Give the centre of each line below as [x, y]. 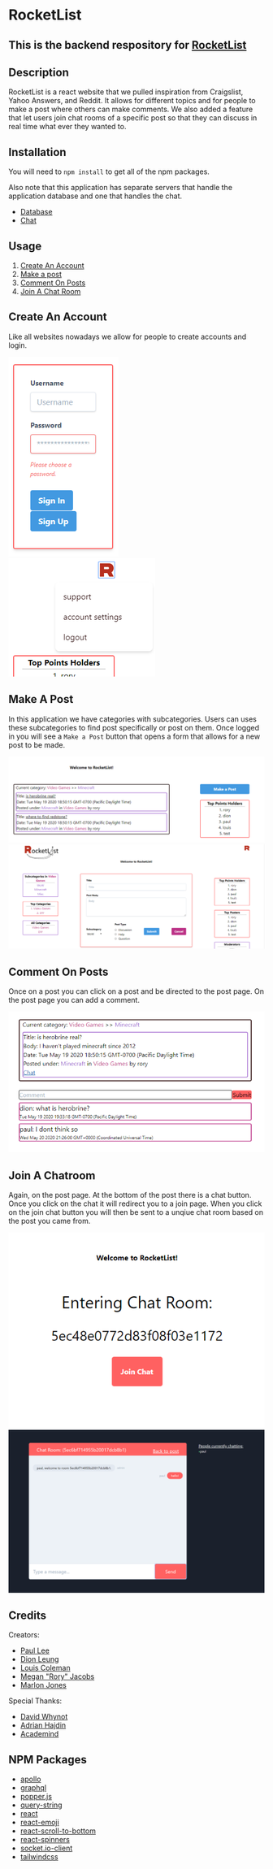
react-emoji [39, 1823]
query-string [41, 1805]
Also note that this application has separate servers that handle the [121, 188]
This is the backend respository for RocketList [128, 45]
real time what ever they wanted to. [67, 127]
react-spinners [45, 1840]
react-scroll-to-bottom [58, 1831]
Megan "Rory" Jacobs [57, 1676]
